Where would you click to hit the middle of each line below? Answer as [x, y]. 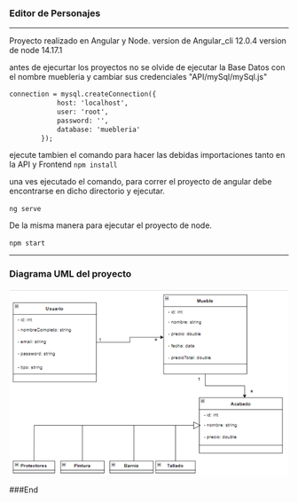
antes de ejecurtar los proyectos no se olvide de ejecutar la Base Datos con [147, 67]
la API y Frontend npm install [63, 165]
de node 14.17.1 [36, 51]
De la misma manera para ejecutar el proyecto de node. [111, 225]
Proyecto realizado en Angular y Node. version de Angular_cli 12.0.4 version [148, 41]
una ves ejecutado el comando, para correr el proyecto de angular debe [141, 182]
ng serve [25, 209]
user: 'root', [82, 112]
